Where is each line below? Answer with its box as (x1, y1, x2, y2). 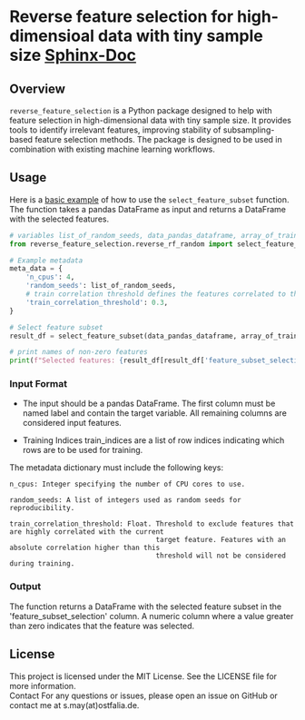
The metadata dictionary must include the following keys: (9, 462, 224, 473)
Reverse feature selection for (9, 6, 234, 27)
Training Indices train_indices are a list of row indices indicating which (22, 435, 285, 446)
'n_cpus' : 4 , (25, 272, 75, 282)
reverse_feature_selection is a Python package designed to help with (9, 105, 272, 115)
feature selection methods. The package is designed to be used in (34, 134, 283, 144)
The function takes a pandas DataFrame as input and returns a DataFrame (9, 203, 287, 214)
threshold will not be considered (155, 551, 286, 560)
